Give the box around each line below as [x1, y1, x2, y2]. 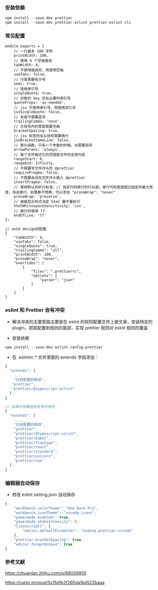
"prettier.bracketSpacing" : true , [14, 537, 83, 542]
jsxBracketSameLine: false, [14, 138, 70, 143]
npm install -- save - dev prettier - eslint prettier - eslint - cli [5, 20, 131, 25]
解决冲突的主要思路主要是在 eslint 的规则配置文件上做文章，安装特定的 [12, 319, 153, 325]
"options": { [31, 273, 57, 279]
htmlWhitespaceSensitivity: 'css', [14, 204, 86, 209]
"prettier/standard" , [14, 449, 57, 454]
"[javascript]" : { [14, 524, 51, 529]
